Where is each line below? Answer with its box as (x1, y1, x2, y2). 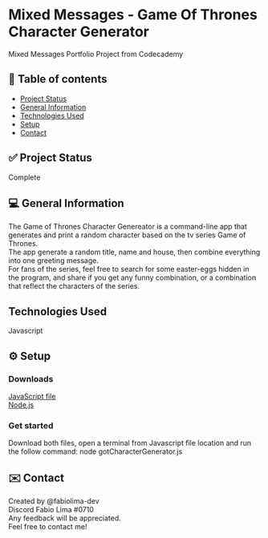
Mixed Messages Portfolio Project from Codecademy (8, 49, 184, 59)
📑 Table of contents (8, 72, 108, 86)
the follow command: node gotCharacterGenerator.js (8, 447, 183, 456)
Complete (8, 172, 41, 182)
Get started (8, 419, 54, 431)
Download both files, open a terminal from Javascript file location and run (8, 439, 252, 448)
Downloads (8, 373, 54, 384)
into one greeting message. (8, 256, 99, 265)
